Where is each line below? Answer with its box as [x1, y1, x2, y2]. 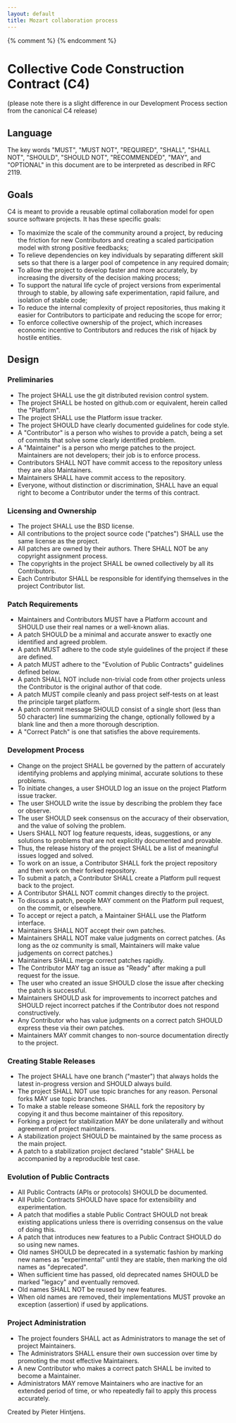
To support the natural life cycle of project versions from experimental [17, 281, 221, 290]
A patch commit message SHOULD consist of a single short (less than [17, 706, 221, 714]
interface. [17, 918, 46, 927]
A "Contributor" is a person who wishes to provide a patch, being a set [17, 428, 223, 437]
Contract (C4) [7, 75, 90, 92]
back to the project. [17, 881, 75, 889]
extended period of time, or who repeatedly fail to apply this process [17, 1386, 217, 1395]
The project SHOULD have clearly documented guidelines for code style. [17, 421, 230, 429]
